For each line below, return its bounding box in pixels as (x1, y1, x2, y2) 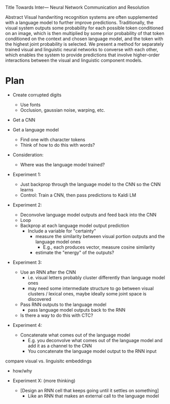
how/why (12, 367, 32, 374)
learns (20, 186, 34, 192)
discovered (27, 296, 52, 302)
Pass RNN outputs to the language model (20, 301, 107, 308)
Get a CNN (12, 117, 36, 123)
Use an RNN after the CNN (20, 269, 76, 275)
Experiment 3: (12, 259, 42, 265)
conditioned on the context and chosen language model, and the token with (5, 36, 163, 42)
